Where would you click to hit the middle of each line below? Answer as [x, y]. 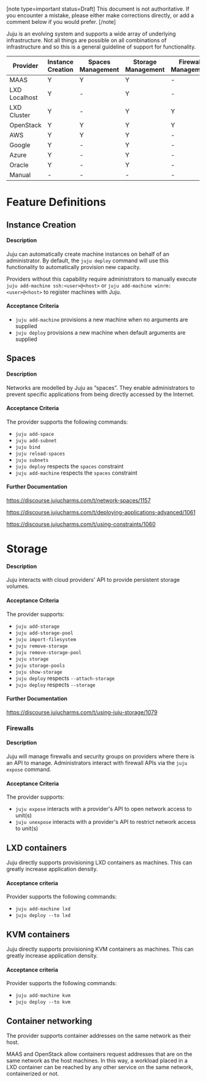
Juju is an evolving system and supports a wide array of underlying [91, 34]
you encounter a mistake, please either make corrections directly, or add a [100, 15]
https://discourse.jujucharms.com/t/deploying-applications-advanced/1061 [101, 512]
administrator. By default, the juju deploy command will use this [88, 261]
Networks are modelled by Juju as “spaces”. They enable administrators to [101, 387]
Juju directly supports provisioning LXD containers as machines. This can [99, 862]
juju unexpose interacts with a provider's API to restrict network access [105, 822]
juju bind [28, 447]
